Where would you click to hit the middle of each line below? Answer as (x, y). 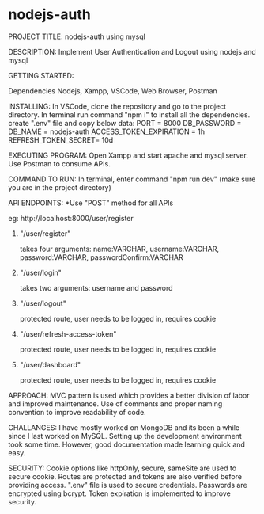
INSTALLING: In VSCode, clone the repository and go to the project (117, 106)
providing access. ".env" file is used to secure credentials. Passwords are (128, 485)
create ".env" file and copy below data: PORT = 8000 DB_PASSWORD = (125, 123)
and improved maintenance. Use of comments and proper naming (115, 404)
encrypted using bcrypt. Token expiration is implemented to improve (119, 493)
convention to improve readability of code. (77, 412)
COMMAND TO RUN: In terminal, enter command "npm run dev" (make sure (132, 179)
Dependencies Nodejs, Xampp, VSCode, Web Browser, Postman (113, 91)
